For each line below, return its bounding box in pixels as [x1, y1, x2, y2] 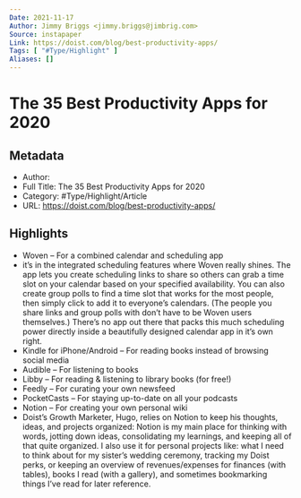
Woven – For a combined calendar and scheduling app [21, 250, 224, 261]
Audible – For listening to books [21, 364, 139, 374]
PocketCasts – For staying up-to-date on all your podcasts [21, 392, 238, 403]
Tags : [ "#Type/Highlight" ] [9, 47, 118, 56]
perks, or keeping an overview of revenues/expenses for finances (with [21, 459, 287, 470]
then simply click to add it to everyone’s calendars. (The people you [21, 297, 272, 308]
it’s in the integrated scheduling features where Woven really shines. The [21, 259, 291, 270]
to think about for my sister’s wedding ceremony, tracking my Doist [21, 450, 271, 460]
